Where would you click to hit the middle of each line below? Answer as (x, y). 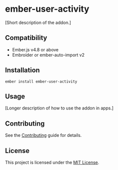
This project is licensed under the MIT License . (52, 162)
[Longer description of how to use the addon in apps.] (59, 108)
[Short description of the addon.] (38, 22)
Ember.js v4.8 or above (35, 49)
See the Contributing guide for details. (43, 135)
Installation (22, 70)
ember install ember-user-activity (41, 82)
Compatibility (26, 38)
